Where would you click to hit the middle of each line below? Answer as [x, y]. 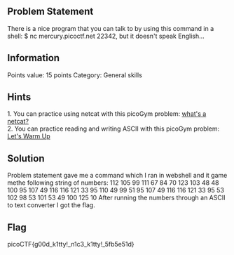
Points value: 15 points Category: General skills [75, 75]
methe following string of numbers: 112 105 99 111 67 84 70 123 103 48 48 [113, 183]
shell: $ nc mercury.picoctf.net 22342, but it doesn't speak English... [106, 36]
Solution [26, 158]
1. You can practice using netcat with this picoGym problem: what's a [107, 114]
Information [34, 58]
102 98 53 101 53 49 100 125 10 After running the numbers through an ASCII [116, 198]
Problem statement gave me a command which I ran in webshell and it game [117, 176]
